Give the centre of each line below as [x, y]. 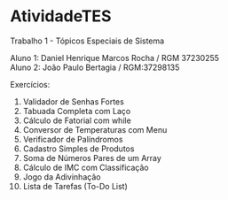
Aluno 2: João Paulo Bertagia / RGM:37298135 [95, 67]
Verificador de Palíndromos [73, 139]
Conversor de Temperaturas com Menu [95, 129]
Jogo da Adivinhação [62, 177]
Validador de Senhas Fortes [74, 101]
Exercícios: [30, 84]
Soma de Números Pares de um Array [92, 158]
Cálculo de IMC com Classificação [86, 167]
